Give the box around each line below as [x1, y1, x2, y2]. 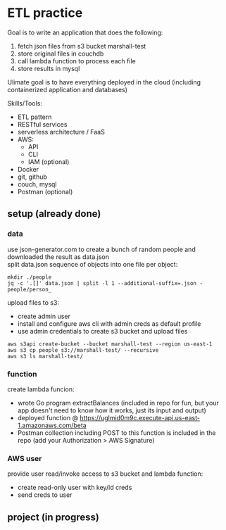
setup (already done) [7, 208, 101, 220]
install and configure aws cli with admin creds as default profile [17, 319, 201, 328]
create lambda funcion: [7, 385, 75, 393]
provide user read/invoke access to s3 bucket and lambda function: [7, 469, 203, 478]
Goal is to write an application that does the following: [7, 28, 163, 37]
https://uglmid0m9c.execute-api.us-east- [80, 413, 201, 422]
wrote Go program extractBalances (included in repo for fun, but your [17, 398, 220, 407]
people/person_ [7, 286, 52, 293]
